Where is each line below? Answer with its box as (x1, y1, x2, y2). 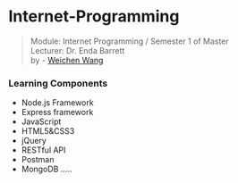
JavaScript (21, 116, 62, 127)
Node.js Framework (21, 97, 95, 108)
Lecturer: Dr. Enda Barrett (30, 45, 125, 55)
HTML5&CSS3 (21, 126, 75, 137)
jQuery (21, 136, 47, 146)
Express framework (21, 107, 94, 118)
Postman (21, 154, 55, 165)
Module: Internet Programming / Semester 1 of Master (30, 36, 229, 46)
